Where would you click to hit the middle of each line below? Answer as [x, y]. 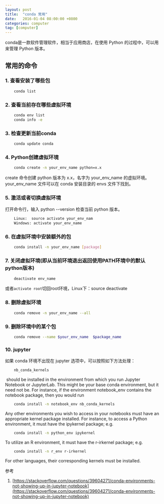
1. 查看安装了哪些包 [28, 80]
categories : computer [27, 23]
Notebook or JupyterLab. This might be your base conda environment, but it [82, 385]
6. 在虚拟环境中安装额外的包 [38, 237]
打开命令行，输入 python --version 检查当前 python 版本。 [64, 210]
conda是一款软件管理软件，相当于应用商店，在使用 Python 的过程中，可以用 [82, 43]
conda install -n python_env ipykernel [55, 433]
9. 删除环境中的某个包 [31, 326]
